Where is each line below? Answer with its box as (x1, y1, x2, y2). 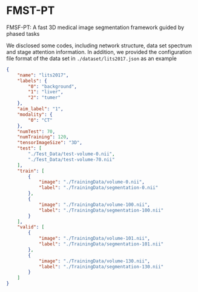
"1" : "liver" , (28, 89, 64, 95)
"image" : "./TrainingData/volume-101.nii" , (38, 236, 150, 242)
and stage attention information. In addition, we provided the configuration (6, 48, 192, 55)
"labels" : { (17, 78, 47, 84)
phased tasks (6, 30, 40, 37)
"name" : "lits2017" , (17, 72, 69, 78)
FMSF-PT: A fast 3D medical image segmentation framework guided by (6, 24, 185, 31)
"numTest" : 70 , (17, 128, 56, 134)
